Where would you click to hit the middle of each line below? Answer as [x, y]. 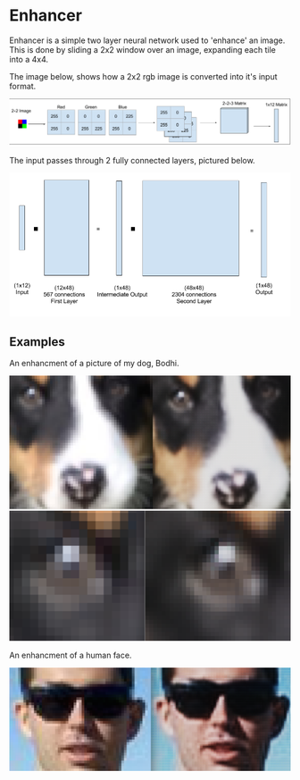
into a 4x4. [29, 59]
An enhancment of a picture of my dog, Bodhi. [94, 364]
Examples [37, 342]
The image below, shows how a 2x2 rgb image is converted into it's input [144, 76]
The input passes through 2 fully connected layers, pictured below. [133, 161]
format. [23, 86]
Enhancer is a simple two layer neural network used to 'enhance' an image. [147, 40]
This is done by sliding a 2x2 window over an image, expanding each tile [143, 49]
